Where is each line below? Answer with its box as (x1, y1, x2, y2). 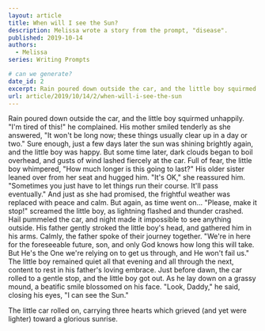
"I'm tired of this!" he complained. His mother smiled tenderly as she (8, 122, 231, 131)
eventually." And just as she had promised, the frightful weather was (8, 189, 231, 199)
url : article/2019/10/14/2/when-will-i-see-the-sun (8, 92, 182, 100)
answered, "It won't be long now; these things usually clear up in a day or (8, 131, 248, 140)
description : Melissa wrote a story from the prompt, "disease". (8, 26, 228, 34)
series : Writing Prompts (8, 56, 90, 64)
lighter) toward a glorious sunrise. (8, 314, 119, 324)
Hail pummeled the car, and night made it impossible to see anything (8, 215, 232, 224)
